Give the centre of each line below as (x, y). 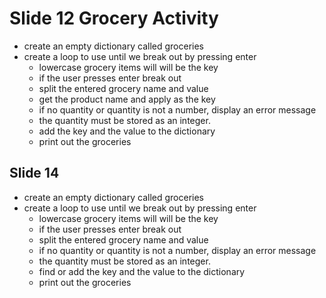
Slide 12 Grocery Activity (114, 18)
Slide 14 (34, 173)
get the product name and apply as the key (127, 99)
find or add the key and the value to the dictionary (142, 271)
